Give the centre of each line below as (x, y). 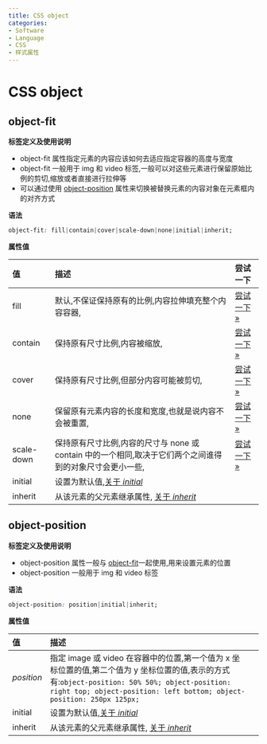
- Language (26, 38)
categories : (28, 23)
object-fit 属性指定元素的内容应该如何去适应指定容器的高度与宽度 (126, 159)
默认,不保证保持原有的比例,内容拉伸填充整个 (136, 300)
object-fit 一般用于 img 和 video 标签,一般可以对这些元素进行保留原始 (132, 168)
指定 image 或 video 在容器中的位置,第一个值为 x (140, 658)
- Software (26, 30)
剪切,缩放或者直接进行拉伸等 (80, 178)
